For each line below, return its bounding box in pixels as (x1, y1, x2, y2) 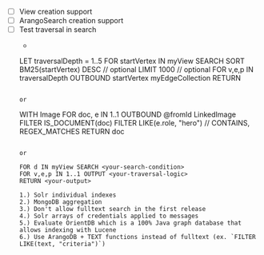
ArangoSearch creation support (18, 16, 124, 26)
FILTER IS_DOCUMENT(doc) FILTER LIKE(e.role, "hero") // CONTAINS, (18, 118, 250, 128)
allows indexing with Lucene (18, 226, 117, 234)
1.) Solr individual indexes (18, 191, 117, 199)
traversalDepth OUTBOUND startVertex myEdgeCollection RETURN (18, 74, 242, 83)
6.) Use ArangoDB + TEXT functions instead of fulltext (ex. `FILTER (18, 233, 257, 241)
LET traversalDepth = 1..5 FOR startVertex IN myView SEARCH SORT (18, 56, 246, 66)
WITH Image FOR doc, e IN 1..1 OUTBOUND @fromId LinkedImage (18, 110, 237, 119)
